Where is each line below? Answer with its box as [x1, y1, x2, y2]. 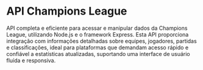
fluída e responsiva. [6, 57, 56, 64]
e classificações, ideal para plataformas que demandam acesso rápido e [6, 44, 189, 51]
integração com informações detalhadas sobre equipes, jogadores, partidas [6, 37, 197, 44]
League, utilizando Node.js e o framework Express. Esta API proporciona [6, 30, 189, 38]
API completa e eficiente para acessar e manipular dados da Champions [6, 24, 188, 32]
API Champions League [6, 4, 127, 18]
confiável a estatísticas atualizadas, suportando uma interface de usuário [6, 50, 190, 57]
